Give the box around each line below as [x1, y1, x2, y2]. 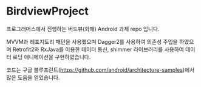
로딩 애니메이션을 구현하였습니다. [12, 53, 91, 60]
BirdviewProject [6, 4, 89, 18]
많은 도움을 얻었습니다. [6, 74, 60, 81]
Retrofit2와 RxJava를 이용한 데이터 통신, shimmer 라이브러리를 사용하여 [12, 46, 184, 53]
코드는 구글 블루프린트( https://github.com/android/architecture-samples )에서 [6, 66, 195, 74]
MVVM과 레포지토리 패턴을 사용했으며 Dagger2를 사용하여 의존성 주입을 [6, 38, 178, 45]
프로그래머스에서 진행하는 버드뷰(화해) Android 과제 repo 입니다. [6, 25, 160, 32]
